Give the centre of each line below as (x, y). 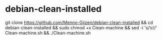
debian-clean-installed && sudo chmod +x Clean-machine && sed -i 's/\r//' (81, 27)
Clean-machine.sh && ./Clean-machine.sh (48, 33)
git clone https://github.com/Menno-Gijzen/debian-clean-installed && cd (79, 22)
